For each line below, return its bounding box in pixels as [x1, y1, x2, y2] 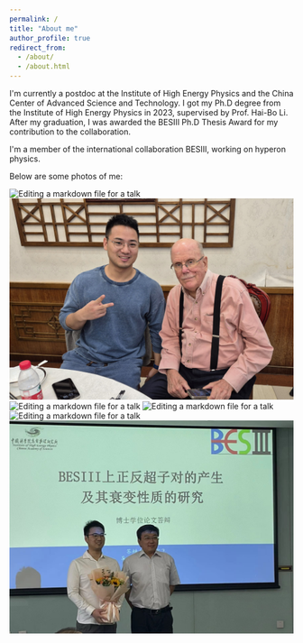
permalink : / [9, 14, 59, 23]
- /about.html [17, 62, 70, 71]
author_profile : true [9, 33, 91, 42]
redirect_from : [9, 43, 67, 52]
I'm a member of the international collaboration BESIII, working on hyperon [9, 144, 287, 154]
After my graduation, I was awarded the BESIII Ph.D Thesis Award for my [9, 117, 279, 127]
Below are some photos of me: [9, 171, 124, 181]
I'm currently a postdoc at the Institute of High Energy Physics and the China [9, 88, 294, 98]
